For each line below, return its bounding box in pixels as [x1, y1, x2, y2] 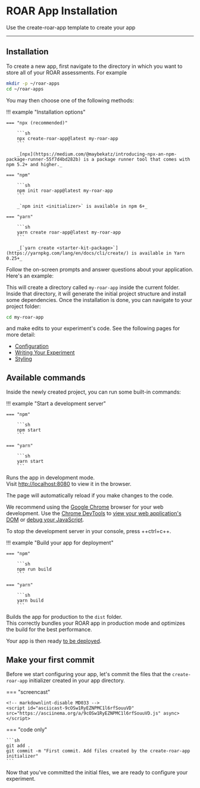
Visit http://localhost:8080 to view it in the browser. [6, 481, 132, 488]
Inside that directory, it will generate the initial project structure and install [6, 290, 186, 297]
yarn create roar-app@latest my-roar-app [17, 229, 121, 235]
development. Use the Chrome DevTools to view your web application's [6, 510, 182, 517]
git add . [6, 743, 31, 749]
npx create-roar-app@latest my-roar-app [17, 135, 118, 141]
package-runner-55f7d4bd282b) [6, 156, 82, 162]
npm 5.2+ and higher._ [6, 161, 62, 167]
